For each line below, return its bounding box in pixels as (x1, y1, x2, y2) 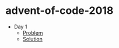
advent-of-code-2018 (5, 4, 114, 17)
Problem (22, 29, 43, 36)
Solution (22, 35, 43, 42)
